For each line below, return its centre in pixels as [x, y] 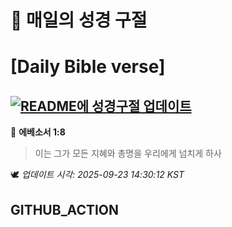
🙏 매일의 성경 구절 [79, 20]
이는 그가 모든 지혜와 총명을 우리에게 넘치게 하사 [128, 153]
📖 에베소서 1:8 [38, 132]
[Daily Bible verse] [88, 67]
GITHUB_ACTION [65, 209]
